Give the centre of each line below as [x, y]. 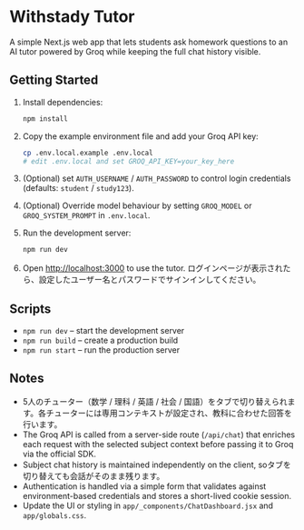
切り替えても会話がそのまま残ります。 [93, 475]
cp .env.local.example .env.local [88, 153]
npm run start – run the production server [101, 350]
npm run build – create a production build [100, 340]
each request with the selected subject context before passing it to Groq [158, 444]
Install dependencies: [63, 102]
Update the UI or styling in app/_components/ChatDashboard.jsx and [148, 505]
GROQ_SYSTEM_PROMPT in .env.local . [86, 215]
